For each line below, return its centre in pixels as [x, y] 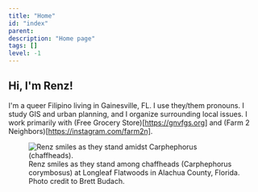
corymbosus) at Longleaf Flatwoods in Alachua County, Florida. [134, 172]
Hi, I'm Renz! [41, 86]
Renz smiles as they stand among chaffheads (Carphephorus [130, 164]
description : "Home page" [52, 38]
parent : [21, 31]
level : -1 [25, 53]
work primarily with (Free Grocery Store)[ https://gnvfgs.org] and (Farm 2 [129, 123]
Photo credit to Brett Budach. [77, 181]
